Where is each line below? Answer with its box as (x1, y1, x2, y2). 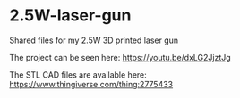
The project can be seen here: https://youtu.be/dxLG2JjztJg (9, 52, 231, 62)
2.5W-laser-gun (9, 5, 132, 26)
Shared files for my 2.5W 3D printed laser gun (9, 35, 179, 45)
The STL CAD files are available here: (9, 69, 148, 80)
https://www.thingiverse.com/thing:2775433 (9, 78, 174, 89)
